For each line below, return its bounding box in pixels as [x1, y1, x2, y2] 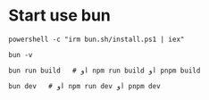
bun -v [8, 50, 33, 59]
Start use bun [8, 5, 111, 26]
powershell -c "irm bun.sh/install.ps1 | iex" [8, 35, 185, 44]
